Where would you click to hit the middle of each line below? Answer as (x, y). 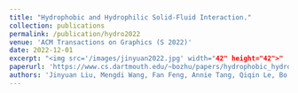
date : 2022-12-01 (41, 50)
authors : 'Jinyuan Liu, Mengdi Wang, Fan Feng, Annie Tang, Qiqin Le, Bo (149, 75)
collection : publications (57, 26)
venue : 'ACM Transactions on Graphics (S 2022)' (101, 42)
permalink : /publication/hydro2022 (75, 34)
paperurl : (27, 67)
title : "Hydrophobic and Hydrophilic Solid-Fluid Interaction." (130, 17)
